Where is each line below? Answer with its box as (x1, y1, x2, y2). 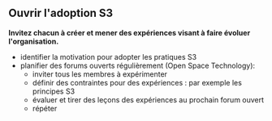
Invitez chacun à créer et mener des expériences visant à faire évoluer (8, 27, 251, 37)
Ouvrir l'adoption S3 (8, 6, 114, 20)
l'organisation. (8, 36, 59, 46)
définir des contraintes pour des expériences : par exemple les (32, 77, 242, 87)
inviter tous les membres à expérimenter (32, 69, 168, 79)
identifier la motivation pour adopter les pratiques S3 (19, 52, 197, 61)
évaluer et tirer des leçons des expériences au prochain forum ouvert (32, 94, 265, 104)
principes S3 (32, 86, 76, 96)
